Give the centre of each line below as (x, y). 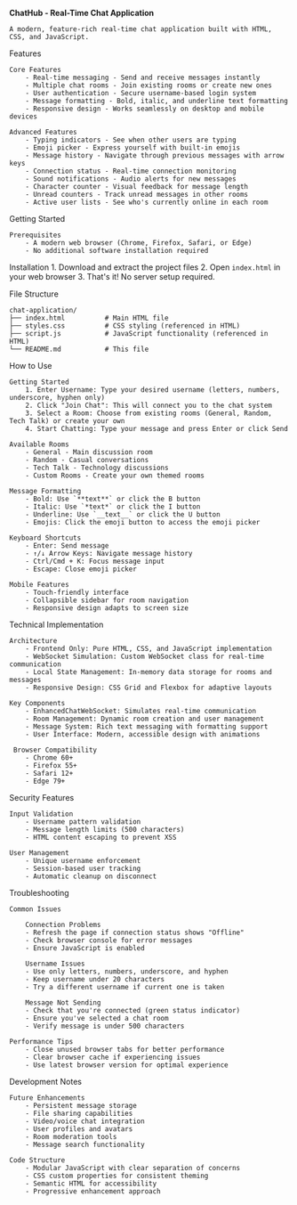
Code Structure (37, 1160)
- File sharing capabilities (79, 1113)
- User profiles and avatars (79, 1129)
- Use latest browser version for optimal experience (127, 1065)
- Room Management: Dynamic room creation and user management (145, 719)
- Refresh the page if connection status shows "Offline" (135, 932)
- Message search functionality (85, 1144)
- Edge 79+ (45, 781)
